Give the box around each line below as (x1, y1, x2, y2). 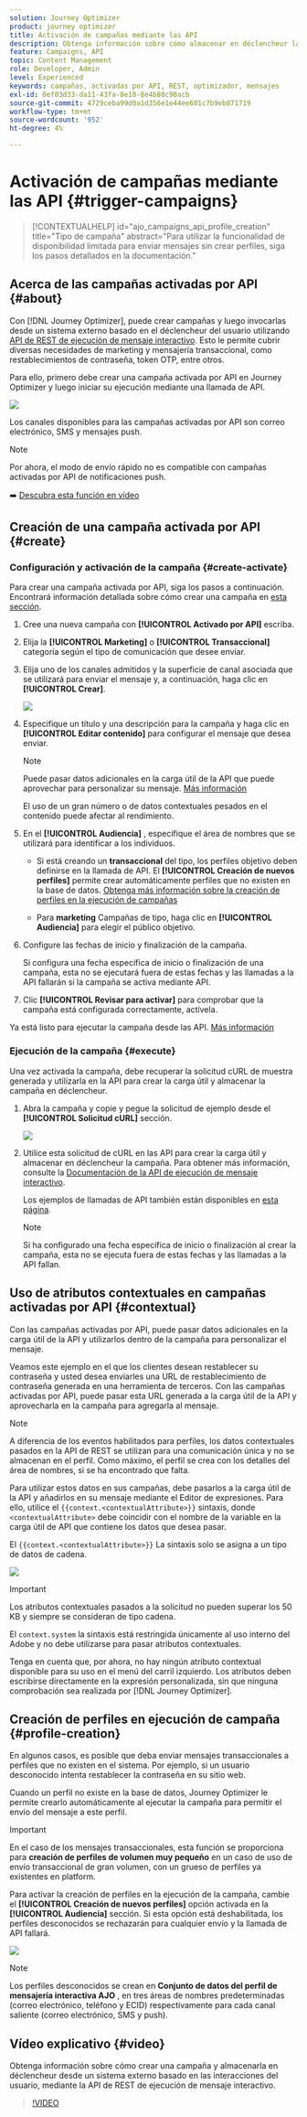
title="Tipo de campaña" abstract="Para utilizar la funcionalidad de (31, 230, 286, 241)
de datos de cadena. (9, 1548, 87, 1559)
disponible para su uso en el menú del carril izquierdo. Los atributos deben (9, 1665, 291, 1676)
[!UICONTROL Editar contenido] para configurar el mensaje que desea (22, 728, 291, 739)
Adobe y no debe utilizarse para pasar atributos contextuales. (9, 1638, 242, 1649)
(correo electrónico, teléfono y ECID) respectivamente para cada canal (9, 2000, 276, 2011)
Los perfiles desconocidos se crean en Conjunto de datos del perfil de (9, 1981, 278, 1992)
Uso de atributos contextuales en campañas (9, 1286, 267, 1301)
